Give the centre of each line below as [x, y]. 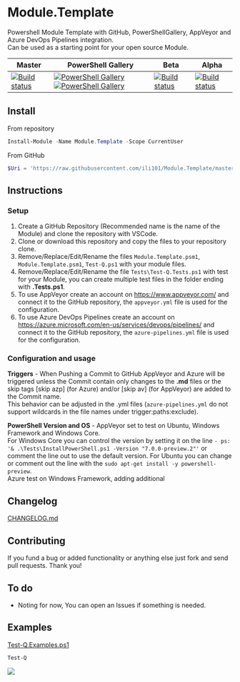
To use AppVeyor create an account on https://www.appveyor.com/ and [123, 295]
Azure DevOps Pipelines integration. [61, 39]
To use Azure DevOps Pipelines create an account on [96, 317]
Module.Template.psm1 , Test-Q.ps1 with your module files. [102, 264]
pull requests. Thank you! [45, 566]
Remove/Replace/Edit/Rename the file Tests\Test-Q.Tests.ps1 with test [123, 272]
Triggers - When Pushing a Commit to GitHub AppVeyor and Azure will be [116, 374]
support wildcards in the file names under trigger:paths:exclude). [103, 412]
